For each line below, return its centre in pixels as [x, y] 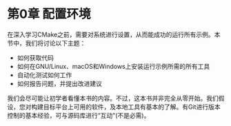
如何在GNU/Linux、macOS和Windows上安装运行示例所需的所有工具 [113, 66]
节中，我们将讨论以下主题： [47, 43]
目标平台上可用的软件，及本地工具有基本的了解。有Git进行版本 [132, 107]
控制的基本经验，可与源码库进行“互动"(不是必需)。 [79, 115]
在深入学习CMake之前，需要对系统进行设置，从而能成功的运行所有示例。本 [114, 34]
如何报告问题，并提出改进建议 [59, 83]
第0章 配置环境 [49, 14]
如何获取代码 [35, 57]
